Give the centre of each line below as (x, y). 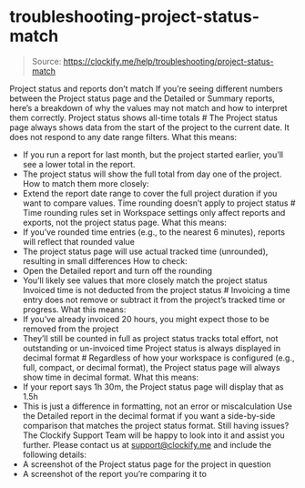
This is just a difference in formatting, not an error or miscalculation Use (158, 406)
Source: (46, 61)
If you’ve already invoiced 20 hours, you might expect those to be (146, 319)
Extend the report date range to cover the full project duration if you (150, 193)
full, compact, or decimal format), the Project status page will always (151, 367)
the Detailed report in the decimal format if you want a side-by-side (149, 415)
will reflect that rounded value (78, 241)
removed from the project (71, 329)
